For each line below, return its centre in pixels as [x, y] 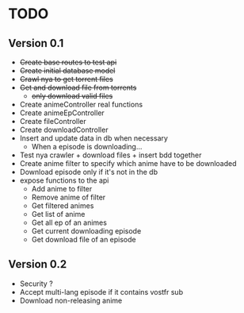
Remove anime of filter [69, 197]
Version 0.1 [36, 43]
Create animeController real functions [81, 104]
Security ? [36, 284]
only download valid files [72, 96]
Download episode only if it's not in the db [89, 172]
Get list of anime [58, 214]
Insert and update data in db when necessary [94, 138]
